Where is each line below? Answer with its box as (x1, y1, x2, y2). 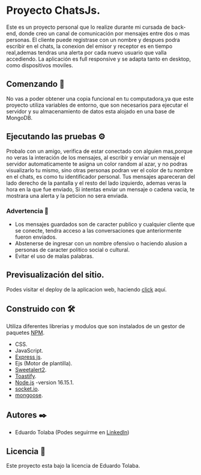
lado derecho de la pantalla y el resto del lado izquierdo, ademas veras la (6, 179, 187, 187)
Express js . (14, 353, 43, 360)
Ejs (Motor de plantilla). (14, 360, 73, 367)
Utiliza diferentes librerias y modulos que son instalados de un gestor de (6, 323, 185, 330)
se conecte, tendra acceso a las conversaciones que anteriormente (14, 227, 182, 234)
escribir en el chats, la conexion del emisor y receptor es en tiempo (6, 43, 173, 50)
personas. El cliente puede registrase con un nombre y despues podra (6, 36, 180, 43)
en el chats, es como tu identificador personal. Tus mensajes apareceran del (6, 173, 196, 180)
